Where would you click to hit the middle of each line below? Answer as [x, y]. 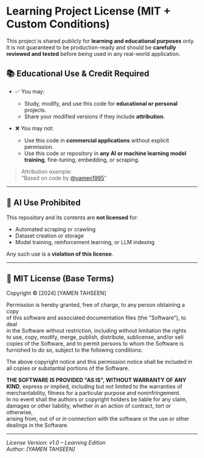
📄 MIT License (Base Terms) [60, 279]
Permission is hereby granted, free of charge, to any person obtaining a [96, 305]
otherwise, [20, 412]
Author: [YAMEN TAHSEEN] [41, 449]
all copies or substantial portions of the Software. [68, 368]
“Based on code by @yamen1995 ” [64, 178]
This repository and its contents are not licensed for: [72, 217]
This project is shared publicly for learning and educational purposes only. [101, 41]
